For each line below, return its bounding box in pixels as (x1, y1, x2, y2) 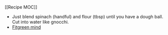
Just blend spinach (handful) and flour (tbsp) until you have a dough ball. (12, 14, 163, 19)
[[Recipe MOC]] (5, 4, 38, 10)
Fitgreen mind (12, 24, 41, 30)
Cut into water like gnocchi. (12, 19, 69, 25)
